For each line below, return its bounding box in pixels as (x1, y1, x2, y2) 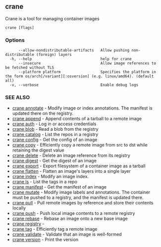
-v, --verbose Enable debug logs (9, 83, 139, 88)
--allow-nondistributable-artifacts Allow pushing (18, 48, 130, 53)
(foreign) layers (36, 52, 72, 57)
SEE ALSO (5, 94, 30, 101)
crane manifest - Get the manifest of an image (12, 184, 107, 190)
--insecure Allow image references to (18, 61, 156, 66)
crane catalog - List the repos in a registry (12, 132, 99, 138)
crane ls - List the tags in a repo (12, 179, 78, 185)
